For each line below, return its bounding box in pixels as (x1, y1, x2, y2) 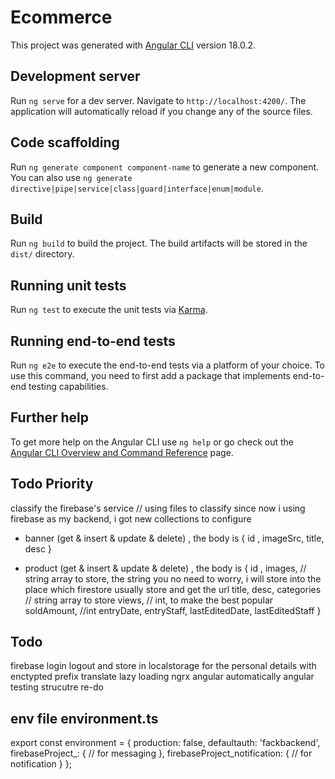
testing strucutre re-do (10, 681, 104, 693)
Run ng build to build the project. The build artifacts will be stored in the (10, 237, 308, 250)
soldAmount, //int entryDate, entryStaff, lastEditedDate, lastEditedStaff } (24, 604, 322, 616)
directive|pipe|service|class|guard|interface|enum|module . (10, 182, 264, 194)
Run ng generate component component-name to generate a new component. (10, 161, 320, 173)
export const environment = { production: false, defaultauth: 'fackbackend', (10, 737, 321, 749)
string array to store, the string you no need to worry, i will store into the (24, 572, 322, 585)
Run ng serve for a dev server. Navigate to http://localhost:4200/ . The (10, 94, 307, 106)
